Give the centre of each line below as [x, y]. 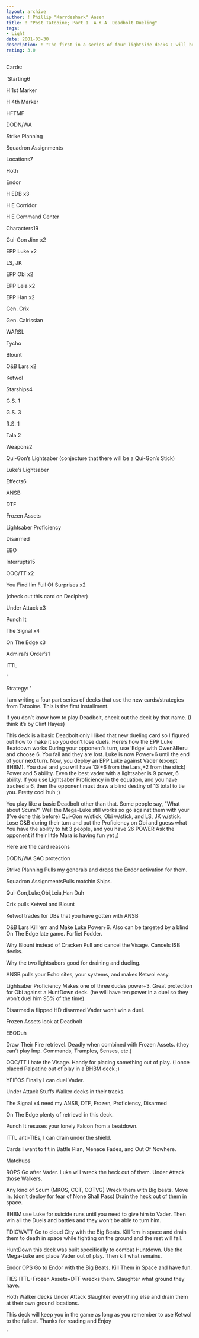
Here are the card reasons [38, 846]
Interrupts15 [21, 562]
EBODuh [16, 1033]
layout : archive [26, 12]
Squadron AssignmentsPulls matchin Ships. [59, 881]
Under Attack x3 [26, 608]
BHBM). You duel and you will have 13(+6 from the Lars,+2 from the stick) [96, 767]
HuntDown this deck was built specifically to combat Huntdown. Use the [94, 1250]
